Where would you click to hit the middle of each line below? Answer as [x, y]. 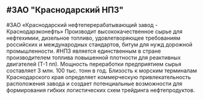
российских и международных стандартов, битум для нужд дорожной [100, 44]
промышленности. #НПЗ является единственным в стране [84, 51]
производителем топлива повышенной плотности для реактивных [94, 57]
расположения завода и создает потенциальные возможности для [94, 83]
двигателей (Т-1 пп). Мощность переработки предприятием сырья [94, 64]
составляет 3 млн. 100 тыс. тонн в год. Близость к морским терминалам [102, 71]
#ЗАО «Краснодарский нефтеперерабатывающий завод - [82, 25]
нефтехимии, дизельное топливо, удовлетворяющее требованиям [94, 38]
